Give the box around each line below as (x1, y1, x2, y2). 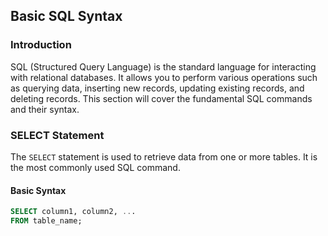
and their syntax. (10, 103, 80, 115)
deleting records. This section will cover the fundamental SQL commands (10, 92, 313, 104)
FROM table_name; (10, 216, 83, 226)
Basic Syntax (10, 184, 67, 196)
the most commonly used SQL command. (10, 161, 181, 173)
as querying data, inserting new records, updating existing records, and (10, 82, 305, 94)
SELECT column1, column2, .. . (10, 207, 137, 217)
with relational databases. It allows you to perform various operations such (10, 71, 318, 83)
